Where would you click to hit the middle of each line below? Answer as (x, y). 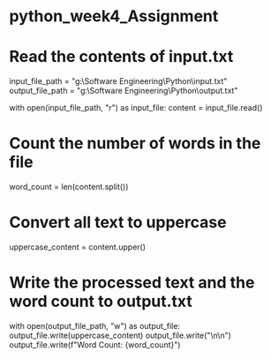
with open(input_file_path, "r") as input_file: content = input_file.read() (136, 108)
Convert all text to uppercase (118, 222)
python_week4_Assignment (114, 16)
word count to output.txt (101, 302)
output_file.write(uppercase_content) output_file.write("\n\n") (120, 335)
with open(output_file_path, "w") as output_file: (95, 325)
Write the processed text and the (132, 283)
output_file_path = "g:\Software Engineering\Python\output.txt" (124, 91)
